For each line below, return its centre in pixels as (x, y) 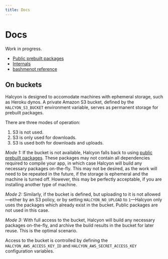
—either (13, 200)
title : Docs (18, 10)
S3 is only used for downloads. (44, 138)
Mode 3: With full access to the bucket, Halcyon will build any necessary (80, 220)
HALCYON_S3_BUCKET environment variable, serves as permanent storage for (82, 107)
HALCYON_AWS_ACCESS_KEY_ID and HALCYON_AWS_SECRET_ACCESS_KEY (71, 246)
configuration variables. (30, 251)
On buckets (24, 85)
